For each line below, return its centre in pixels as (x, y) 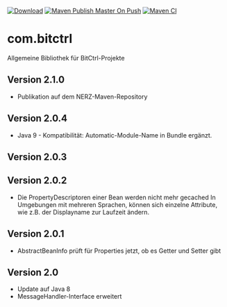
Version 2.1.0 (36, 80)
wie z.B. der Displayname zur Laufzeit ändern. (83, 212)
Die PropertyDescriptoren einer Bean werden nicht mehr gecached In (117, 197)
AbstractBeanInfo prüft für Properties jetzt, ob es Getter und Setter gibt (119, 251)
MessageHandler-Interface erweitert (69, 297)
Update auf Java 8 (44, 289)
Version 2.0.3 (37, 157)
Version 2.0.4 (37, 118)
